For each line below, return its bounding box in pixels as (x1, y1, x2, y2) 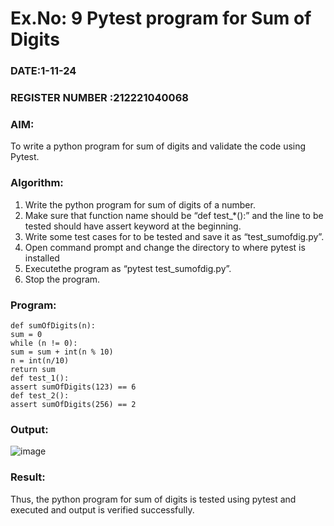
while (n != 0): (10, 338, 78, 348)
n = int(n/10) (10, 355, 70, 366)
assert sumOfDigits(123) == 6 (10, 382, 137, 392)
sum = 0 (10, 329, 43, 339)
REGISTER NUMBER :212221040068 (10, 91, 189, 105)
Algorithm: (10, 176, 64, 190)
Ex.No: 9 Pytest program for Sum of (10, 7, 312, 30)
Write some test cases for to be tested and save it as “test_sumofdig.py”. (24, 230, 325, 242)
